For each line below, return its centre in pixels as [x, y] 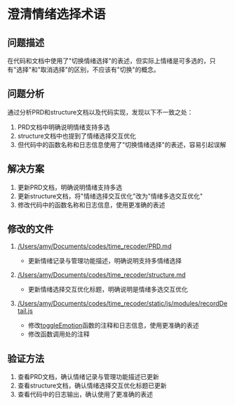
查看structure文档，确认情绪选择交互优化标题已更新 [92, 386]
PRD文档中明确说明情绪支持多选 [63, 127]
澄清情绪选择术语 [57, 14]
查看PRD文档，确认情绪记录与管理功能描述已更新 [88, 377]
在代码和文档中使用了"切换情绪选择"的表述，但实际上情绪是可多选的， [109, 61]
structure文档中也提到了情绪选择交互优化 [77, 136]
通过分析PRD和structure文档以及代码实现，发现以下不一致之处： [100, 112]
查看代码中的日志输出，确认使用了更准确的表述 [85, 394]
